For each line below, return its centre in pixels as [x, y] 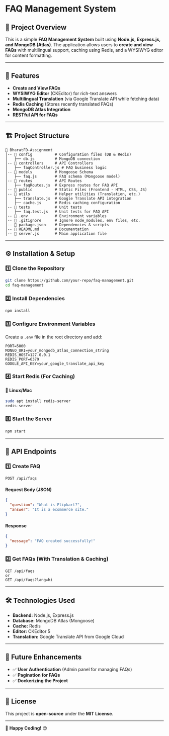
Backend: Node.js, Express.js [43, 615]
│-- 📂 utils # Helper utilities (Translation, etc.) [73, 194]
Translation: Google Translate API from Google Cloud [68, 636]
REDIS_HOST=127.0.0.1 [28, 355]
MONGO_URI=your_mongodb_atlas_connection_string [57, 350]
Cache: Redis [27, 626]
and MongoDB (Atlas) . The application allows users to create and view [79, 45]
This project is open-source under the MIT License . [59, 713]
